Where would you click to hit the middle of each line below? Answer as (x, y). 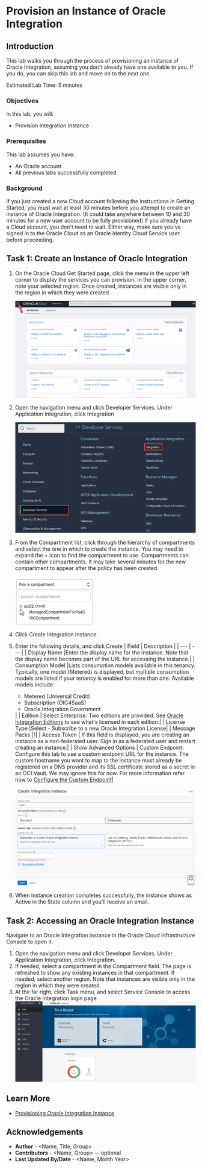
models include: (35, 684)
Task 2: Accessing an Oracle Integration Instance (100, 921)
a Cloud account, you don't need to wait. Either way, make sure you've (94, 227)
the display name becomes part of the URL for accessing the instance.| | (105, 659)
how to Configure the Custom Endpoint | (64, 779)
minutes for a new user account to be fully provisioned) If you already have (99, 220)
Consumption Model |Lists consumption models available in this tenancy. (105, 665)
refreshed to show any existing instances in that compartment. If (95, 972)
